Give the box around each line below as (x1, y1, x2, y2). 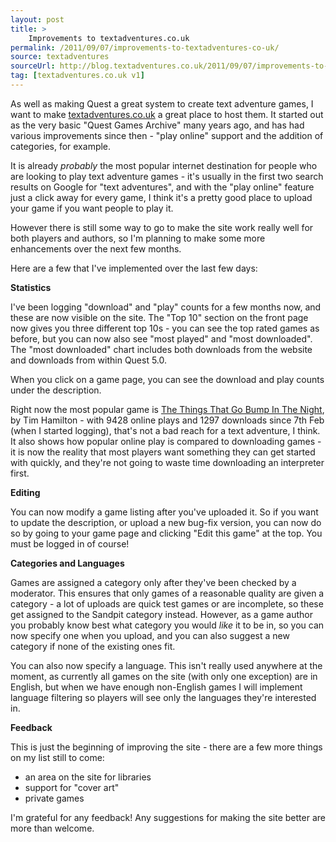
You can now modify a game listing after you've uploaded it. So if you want (10, 506, 319, 518)
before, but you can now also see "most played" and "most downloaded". (10, 332, 313, 345)
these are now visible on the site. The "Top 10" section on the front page (10, 311, 309, 323)
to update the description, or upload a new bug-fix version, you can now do (10, 516, 322, 528)
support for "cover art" (24, 781, 120, 793)
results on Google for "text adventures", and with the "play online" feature (10, 181, 315, 193)
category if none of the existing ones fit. (10, 640, 176, 652)
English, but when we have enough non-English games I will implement (10, 681, 303, 693)
